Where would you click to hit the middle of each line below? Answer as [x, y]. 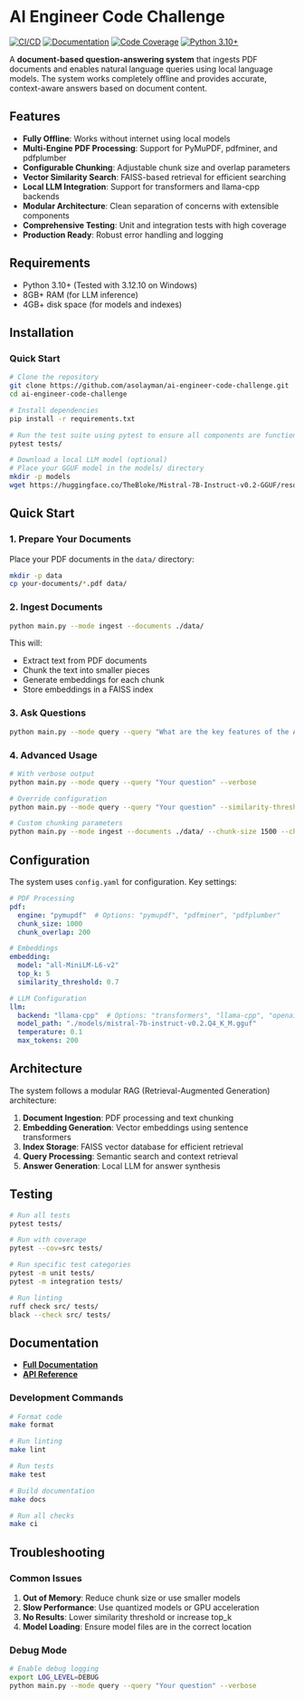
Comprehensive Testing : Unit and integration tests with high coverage [154, 225]
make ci [24, 1524]
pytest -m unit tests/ [52, 1273]
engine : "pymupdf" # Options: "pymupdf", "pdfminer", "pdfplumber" [149, 915]
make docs [28, 1499]
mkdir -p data [36, 576]
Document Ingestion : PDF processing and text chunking [128, 1118]
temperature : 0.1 [50, 1032]
